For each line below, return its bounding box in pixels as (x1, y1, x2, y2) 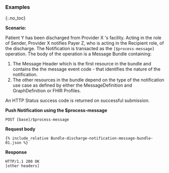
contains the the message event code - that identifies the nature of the (12, 66, 161, 72)
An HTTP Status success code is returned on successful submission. (5, 97, 150, 103)
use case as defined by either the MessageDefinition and (12, 82, 132, 88)
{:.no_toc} (5, 15, 26, 21)
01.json (5, 141, 22, 146)
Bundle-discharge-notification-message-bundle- (50, 136, 153, 141)
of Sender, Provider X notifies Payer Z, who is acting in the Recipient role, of (5, 40, 164, 46)
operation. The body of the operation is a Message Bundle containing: (5, 51, 152, 57)
